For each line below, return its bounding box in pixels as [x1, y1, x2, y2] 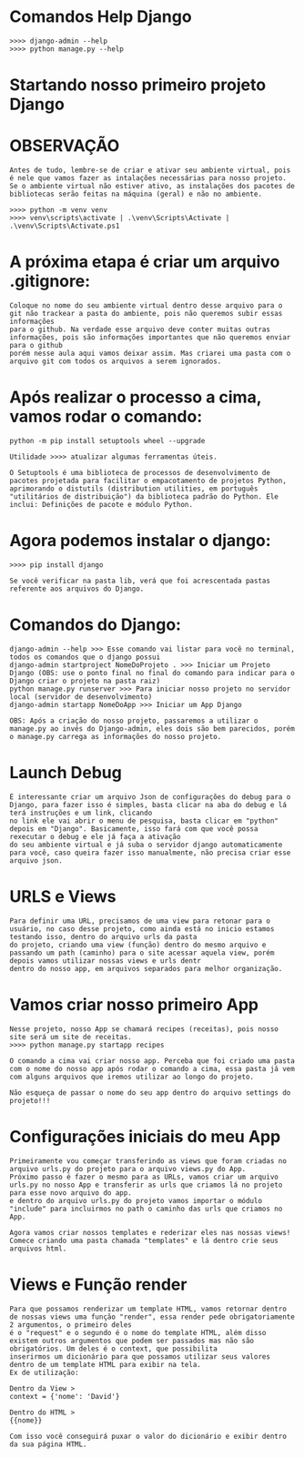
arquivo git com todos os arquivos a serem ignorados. [9, 357, 222, 366]
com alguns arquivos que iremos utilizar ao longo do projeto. [9, 1072, 255, 1081]
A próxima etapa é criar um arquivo [9, 252, 280, 272]
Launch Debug [9, 763, 123, 783]
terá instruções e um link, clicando [9, 808, 153, 817]
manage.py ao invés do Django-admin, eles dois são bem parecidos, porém [9, 724, 296, 734]
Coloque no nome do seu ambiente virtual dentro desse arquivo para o [9, 301, 283, 310]
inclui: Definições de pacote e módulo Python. [9, 500, 194, 509]
